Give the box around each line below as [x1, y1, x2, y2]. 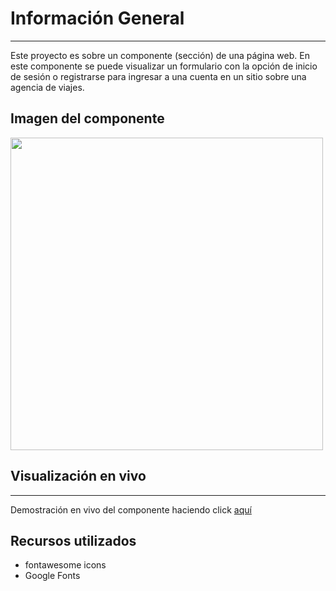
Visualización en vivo [10, 468, 147, 485]
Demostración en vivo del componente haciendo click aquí [10, 503, 252, 516]
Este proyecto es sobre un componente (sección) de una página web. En [10, 49, 310, 61]
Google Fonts [24, 570, 81, 582]
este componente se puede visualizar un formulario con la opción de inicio [10, 60, 318, 72]
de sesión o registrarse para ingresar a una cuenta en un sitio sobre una [10, 70, 307, 82]
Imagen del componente [10, 110, 165, 127]
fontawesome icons [24, 559, 107, 571]
